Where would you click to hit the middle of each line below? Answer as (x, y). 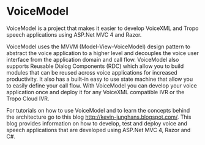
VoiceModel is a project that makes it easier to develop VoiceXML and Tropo (102, 28)
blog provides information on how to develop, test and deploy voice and (97, 123)
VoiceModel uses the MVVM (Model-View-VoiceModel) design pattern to (99, 46)
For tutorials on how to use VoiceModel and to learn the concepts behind (98, 110)
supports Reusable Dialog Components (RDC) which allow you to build (95, 66)
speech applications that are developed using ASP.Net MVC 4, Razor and (99, 130)
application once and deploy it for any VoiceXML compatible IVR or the (95, 92)
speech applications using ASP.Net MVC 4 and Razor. (74, 34)
